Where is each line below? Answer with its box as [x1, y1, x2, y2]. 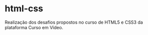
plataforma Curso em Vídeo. [5, 24, 63, 30]
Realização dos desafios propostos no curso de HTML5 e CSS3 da [5, 19, 143, 25]
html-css [5, 3, 43, 14]
